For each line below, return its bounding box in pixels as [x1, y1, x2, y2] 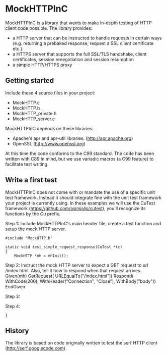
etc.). [12, 45, 24, 52]
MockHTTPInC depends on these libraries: [5, 125, 94, 131]
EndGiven [5, 283, 26, 289]
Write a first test [5, 176, 57, 184]
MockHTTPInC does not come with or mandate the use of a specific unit [5, 189, 155, 195]
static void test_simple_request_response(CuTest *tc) [5, 244, 123, 249]
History [5, 326, 29, 335]
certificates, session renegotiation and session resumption [12, 56, 134, 62]
